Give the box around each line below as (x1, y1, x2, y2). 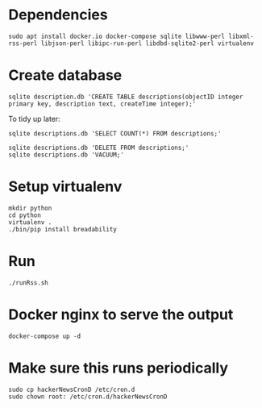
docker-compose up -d (8, 332, 81, 340)
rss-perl (8, 39, 38, 48)
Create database (8, 66, 123, 85)
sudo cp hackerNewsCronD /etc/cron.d (8, 385, 135, 393)
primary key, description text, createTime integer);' (8, 99, 197, 108)
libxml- (228, 32, 254, 40)
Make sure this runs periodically (8, 359, 228, 377)
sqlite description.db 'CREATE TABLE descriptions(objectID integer (8, 93, 243, 101)
